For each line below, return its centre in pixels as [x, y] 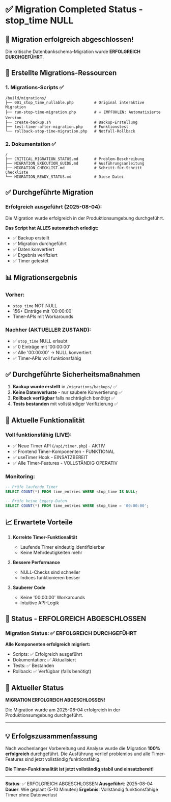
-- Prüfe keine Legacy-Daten [36, 501]
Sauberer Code [29, 587]
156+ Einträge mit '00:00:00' [42, 311]
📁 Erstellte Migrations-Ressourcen [61, 73]
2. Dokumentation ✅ [31, 144]
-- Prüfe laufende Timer [32, 487]
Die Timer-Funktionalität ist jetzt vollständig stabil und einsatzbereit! [80, 769]
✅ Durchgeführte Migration [49, 192]
